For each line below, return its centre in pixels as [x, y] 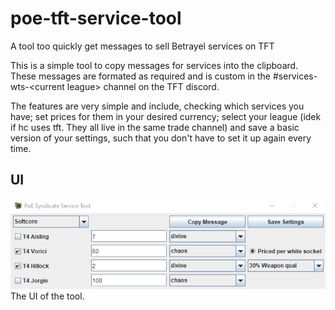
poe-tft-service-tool [96, 18]
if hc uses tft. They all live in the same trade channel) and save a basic [155, 127]
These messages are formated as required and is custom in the [141, 76]
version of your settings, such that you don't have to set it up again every [161, 138]
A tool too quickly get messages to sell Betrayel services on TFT [142, 46]
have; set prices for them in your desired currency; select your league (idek [166, 116]
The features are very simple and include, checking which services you [157, 106]
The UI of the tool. [47, 296]
